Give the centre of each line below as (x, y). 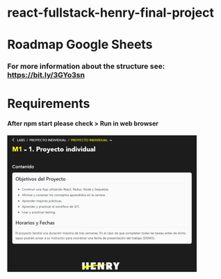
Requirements (49, 104)
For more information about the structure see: (86, 66)
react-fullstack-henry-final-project (110, 13)
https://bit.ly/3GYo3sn (46, 75)
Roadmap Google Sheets (80, 45)
